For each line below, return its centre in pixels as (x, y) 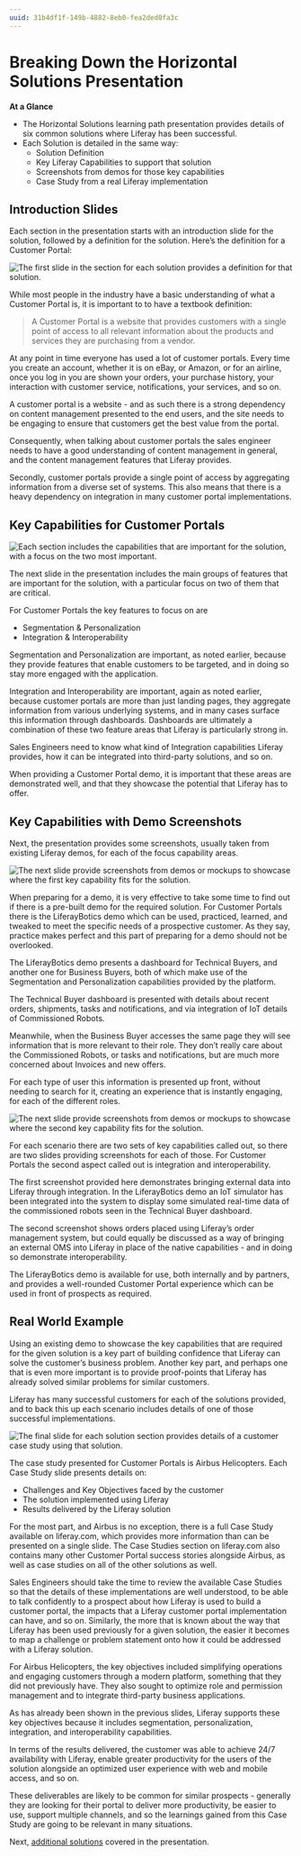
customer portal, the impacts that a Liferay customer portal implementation (148, 1611)
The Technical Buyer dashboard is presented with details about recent (139, 999)
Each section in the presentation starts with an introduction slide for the (142, 231)
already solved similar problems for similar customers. (109, 1381)
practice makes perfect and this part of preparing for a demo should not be (148, 936)
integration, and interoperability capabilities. (91, 1732)
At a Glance (31, 106)
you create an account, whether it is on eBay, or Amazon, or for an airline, (146, 368)
